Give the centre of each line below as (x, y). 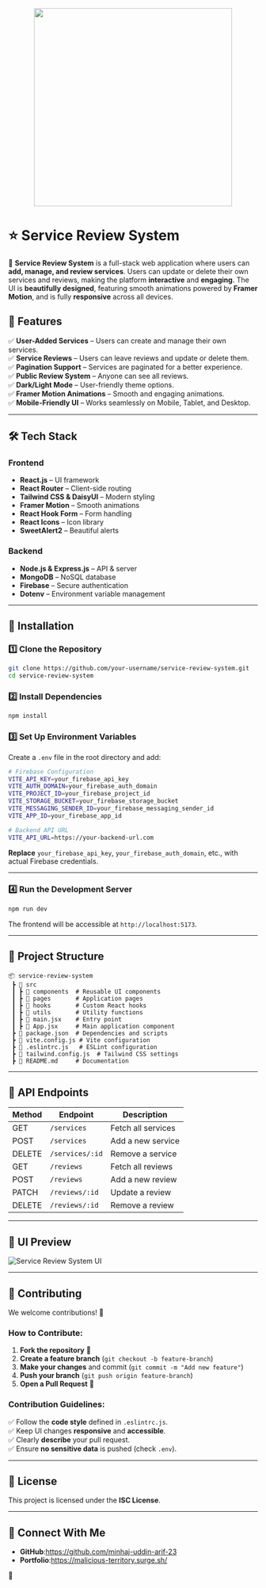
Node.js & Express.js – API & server (78, 568)
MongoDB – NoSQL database (68, 577)
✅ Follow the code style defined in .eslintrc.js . (88, 1422)
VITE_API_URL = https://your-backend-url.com (81, 838)
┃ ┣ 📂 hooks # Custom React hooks (79, 1006)
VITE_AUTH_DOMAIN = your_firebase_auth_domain (83, 786)
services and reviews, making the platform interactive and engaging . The (129, 280)
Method (27, 1115)
